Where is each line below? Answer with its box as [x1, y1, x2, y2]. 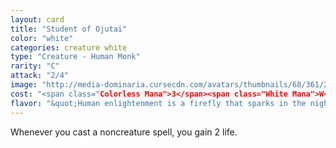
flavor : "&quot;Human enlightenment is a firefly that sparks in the [10, 98, 307, 108]
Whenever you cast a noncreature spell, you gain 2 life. [10, 126, 238, 138]
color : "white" [10, 33, 74, 43]
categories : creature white [10, 42, 128, 53]
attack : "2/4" [10, 71, 70, 81]
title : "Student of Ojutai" [10, 24, 128, 34]
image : [10, 80, 38, 90]
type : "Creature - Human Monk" [10, 52, 141, 62]
